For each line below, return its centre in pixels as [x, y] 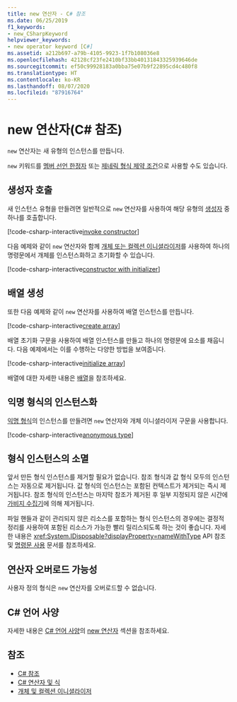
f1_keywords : [27, 27]
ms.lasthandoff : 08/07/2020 [49, 86]
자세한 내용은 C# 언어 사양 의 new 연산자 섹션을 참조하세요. [88, 631]
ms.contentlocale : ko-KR [44, 80]
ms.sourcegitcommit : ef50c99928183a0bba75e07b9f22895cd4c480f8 [103, 66]
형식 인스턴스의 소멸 [48, 458]
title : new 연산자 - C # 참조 [47, 14]
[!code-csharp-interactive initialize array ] [67, 363]
